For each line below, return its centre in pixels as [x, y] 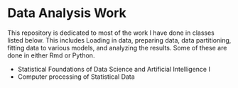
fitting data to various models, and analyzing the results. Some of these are [117, 48]
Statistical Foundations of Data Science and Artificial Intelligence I [114, 69]
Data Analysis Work [67, 13]
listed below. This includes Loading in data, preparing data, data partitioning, [119, 40]
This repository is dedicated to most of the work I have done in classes [111, 33]
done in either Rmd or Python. [51, 55]
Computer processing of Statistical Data [76, 77]
